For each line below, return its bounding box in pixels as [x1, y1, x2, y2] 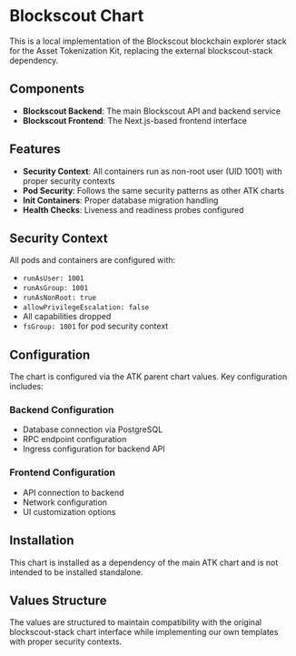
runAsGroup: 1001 [22, 284, 89, 293]
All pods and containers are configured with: [9, 255, 176, 266]
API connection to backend [22, 487, 124, 498]
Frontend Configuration [9, 466, 116, 479]
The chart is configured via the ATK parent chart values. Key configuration [9, 371, 288, 382]
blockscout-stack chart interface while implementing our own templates [9, 627, 279, 638]
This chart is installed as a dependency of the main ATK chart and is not [9, 557, 279, 568]
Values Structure [9, 592, 107, 608]
